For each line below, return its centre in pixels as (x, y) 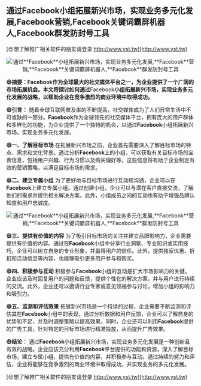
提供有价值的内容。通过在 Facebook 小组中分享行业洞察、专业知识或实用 (95, 243)
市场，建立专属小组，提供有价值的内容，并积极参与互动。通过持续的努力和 (98, 357)
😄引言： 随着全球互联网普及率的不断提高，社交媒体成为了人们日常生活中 (96, 109)
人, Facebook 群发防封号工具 (58, 33)
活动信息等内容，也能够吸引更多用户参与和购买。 (77, 258)
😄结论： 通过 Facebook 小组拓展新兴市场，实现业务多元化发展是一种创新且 (98, 342)
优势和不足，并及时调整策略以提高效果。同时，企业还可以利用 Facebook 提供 (100, 321)
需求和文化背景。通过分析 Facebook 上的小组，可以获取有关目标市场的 (102, 152)
